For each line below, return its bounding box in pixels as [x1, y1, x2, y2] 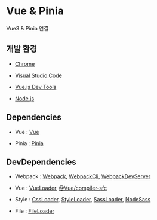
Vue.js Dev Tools [14, 83, 57, 90]
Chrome [14, 60, 35, 67]
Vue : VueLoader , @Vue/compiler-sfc [14, 184, 107, 192]
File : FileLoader [14, 207, 55, 215]
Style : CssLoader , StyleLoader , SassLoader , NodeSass [14, 196, 151, 203]
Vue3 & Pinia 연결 [6, 25, 49, 32]
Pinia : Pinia [14, 139, 44, 147]
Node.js [14, 94, 35, 102]
